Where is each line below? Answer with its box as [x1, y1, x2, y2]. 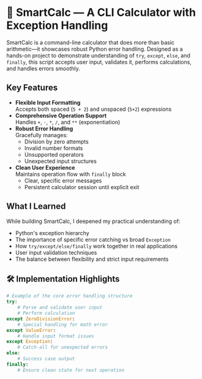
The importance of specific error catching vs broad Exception [15, 236, 171, 243]
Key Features [6, 83, 58, 93]
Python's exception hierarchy [15, 229, 90, 236]
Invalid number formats [24, 144, 83, 152]
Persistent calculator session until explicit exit [24, 183, 140, 190]
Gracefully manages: [15, 131, 69, 138]
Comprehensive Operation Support [15, 111, 107, 119]
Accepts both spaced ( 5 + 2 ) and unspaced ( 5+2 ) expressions [15, 105, 172, 113]
